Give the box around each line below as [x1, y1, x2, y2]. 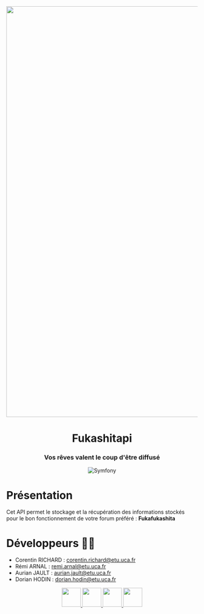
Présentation [6, 488, 73, 502]
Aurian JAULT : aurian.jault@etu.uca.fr [15, 569, 111, 577]
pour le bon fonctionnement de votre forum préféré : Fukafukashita [6, 515, 175, 522]
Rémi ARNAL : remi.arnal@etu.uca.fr [15, 563, 106, 570]
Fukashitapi [72, 431, 132, 445]
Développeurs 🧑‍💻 [6, 536, 95, 550]
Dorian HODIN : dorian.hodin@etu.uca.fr [15, 576, 117, 583]
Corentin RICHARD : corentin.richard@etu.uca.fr [15, 556, 136, 563]
